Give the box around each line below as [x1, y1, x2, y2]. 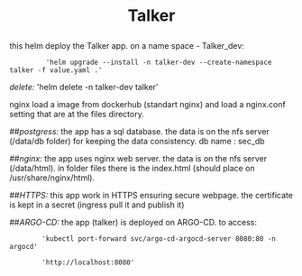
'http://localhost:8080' [41, 258, 135, 267]
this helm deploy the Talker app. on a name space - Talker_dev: [9, 41, 245, 51]
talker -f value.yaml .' [9, 66, 103, 75]
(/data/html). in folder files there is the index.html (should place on [9, 163, 255, 174]
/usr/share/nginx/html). [9, 172, 96, 183]
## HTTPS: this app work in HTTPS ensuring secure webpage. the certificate [9, 190, 293, 201]
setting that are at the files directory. [9, 109, 144, 120]
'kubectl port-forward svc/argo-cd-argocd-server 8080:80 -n [41, 235, 277, 244]
